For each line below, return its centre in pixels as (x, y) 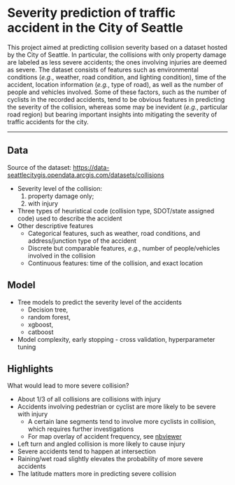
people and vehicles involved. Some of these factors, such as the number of (117, 92)
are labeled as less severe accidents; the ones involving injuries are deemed (117, 62)
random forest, (49, 317)
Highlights (30, 369)
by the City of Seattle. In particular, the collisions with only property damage (117, 55)
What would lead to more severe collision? (68, 386)
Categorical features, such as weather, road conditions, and (114, 233)
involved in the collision (62, 255)
